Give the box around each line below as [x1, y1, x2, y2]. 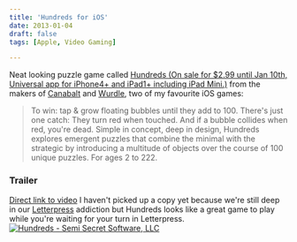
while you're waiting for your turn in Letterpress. [9, 213, 186, 223]
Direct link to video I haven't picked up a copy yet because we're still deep [9, 194, 280, 205]
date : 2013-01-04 [9, 21, 73, 30]
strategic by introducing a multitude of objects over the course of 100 [30, 143, 284, 154]
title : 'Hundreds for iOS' [9, 12, 109, 22]
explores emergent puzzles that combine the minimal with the [30, 133, 256, 144]
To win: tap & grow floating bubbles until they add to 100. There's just [30, 105, 284, 116]
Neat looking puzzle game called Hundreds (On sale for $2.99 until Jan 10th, [9, 70, 288, 80]
